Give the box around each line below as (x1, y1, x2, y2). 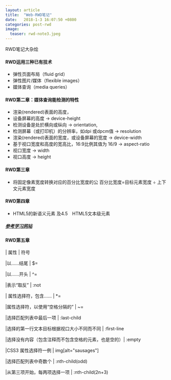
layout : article (5, 7, 40, 13)
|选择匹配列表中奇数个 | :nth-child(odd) (5, 358, 88, 365)
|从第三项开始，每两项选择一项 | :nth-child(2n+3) (5, 369, 109, 375)
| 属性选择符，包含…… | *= (5, 293, 61, 299)
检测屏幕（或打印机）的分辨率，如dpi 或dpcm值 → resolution (12, 128, 142, 134)
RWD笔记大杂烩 (5, 46, 38, 52)
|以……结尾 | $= (5, 260, 38, 267)
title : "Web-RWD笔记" (5, 12, 52, 17)
